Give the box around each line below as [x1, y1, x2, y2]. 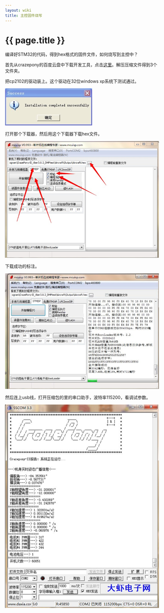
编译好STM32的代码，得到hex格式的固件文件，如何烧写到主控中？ [5, 51, 138, 57]
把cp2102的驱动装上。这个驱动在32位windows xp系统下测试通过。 [5, 78, 139, 84]
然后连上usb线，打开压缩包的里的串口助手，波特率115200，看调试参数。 [5, 394, 151, 400]
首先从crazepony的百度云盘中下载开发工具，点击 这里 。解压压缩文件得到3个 [5, 62, 158, 68]
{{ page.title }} [5, 35, 65, 46]
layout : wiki [5, 8, 32, 13]
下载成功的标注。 [5, 263, 40, 269]
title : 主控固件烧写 [5, 13, 42, 18]
